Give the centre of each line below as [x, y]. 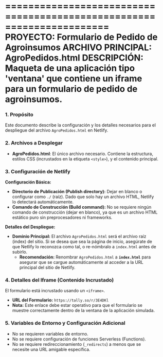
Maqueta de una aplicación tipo [70, 68]
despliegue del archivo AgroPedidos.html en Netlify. [57, 130]
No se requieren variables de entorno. [50, 334]
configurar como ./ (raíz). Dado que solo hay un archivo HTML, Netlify [83, 197]
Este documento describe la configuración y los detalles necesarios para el [81, 125]
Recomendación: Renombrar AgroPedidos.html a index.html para [85, 257]
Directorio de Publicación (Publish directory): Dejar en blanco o [77, 192]
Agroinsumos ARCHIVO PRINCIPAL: [79, 48]
